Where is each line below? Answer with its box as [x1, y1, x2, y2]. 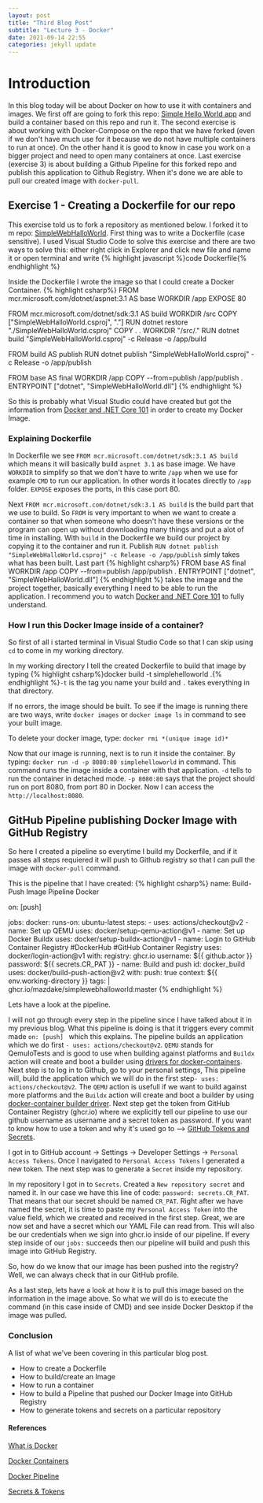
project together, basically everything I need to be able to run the [8, 584, 218, 593]
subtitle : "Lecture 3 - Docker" [8, 26, 114, 34]
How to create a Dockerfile [19, 1364, 107, 1373]
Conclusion [8, 1330, 53, 1342]
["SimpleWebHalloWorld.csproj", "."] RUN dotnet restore [8, 317, 188, 327]
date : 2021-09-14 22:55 [8, 33, 86, 42]
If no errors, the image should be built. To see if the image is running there [8, 702, 249, 711]
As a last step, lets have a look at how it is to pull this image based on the [8, 1286, 245, 1295]
